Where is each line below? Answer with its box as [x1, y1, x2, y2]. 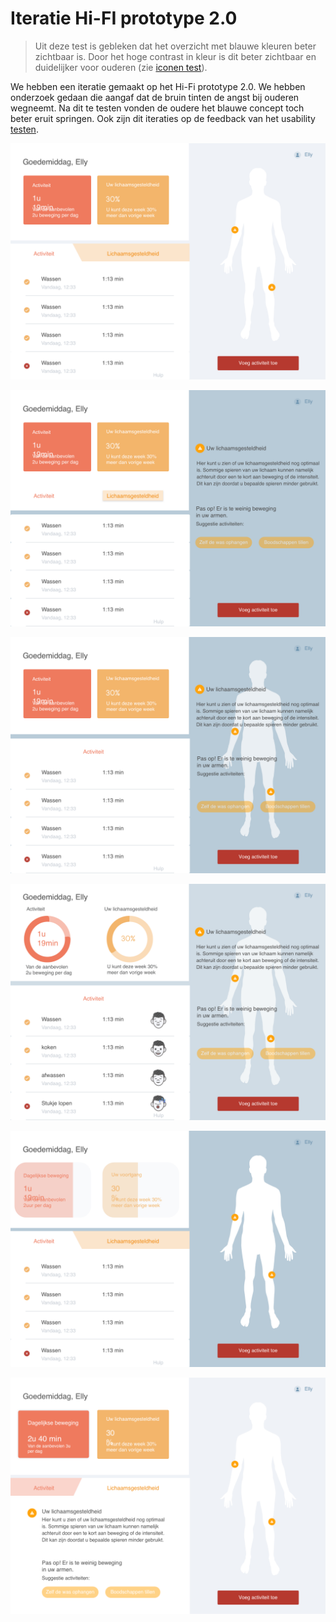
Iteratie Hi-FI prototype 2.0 [10, 7, 238, 30]
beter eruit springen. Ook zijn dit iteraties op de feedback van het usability [10, 112, 316, 124]
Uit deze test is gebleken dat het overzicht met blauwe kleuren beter [34, 40, 317, 52]
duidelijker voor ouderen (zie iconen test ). [34, 61, 208, 73]
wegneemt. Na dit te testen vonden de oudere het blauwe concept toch [10, 102, 305, 114]
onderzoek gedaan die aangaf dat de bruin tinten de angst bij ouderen [10, 91, 300, 103]
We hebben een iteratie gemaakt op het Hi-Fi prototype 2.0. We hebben [10, 80, 306, 92]
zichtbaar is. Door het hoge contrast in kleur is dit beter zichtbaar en [34, 50, 317, 62]
